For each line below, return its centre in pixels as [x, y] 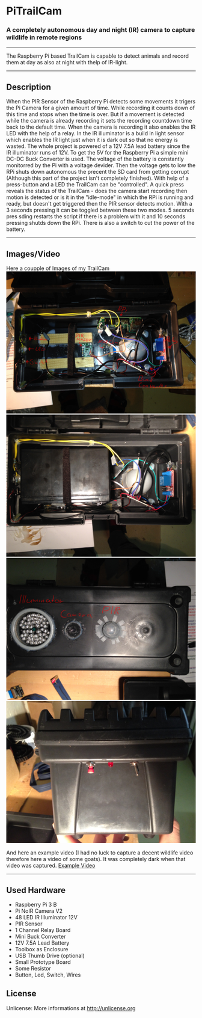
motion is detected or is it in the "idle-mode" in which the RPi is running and [100, 197]
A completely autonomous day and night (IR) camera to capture [101, 30]
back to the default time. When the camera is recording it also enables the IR [101, 127]
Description [29, 87]
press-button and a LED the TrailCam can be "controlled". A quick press [95, 185]
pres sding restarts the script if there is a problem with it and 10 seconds [96, 216]
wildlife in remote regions [44, 37]
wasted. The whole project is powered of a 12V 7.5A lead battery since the [98, 146]
